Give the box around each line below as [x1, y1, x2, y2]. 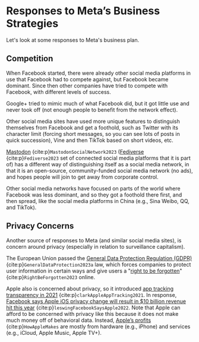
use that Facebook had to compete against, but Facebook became [6, 75, 169, 83]
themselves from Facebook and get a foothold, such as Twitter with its [6, 123, 178, 131]
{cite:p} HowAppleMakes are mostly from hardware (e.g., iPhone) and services [6, 322, 191, 330]
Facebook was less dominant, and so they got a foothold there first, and [6, 191, 182, 198]
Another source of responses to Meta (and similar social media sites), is [6, 236, 182, 244]
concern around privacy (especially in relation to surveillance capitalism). [6, 243, 185, 250]
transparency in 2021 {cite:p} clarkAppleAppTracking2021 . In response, [6, 291, 177, 298]
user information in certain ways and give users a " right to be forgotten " [6, 267, 182, 274]
